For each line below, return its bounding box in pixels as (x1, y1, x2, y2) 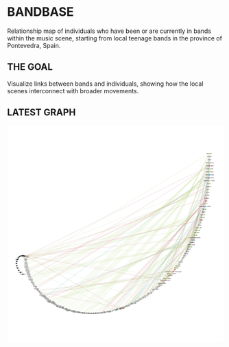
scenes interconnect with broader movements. (7, 86, 139, 95)
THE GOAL (7, 61, 53, 73)
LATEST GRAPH (7, 107, 76, 119)
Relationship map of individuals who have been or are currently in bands (7, 27, 211, 35)
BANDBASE (7, 4, 74, 20)
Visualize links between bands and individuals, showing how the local (7, 80, 204, 88)
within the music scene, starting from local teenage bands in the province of (7, 34, 223, 42)
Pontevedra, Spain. (7, 41, 61, 49)
